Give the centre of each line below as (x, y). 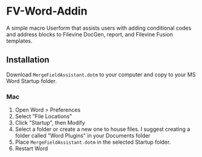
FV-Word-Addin (47, 11)
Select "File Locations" (44, 116)
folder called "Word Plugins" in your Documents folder (83, 136)
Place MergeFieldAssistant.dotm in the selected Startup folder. (93, 142)
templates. (19, 41)
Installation (28, 60)
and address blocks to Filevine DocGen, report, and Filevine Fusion (90, 34)
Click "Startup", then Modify (50, 123)
